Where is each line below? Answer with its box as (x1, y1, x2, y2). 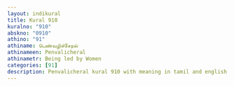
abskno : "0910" (7, 29, 52, 37)
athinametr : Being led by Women (7, 55, 102, 62)
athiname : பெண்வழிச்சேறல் (7, 42, 78, 49)
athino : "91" (7, 36, 46, 43)
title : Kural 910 (7, 17, 58, 24)
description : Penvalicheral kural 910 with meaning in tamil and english (7, 68, 228, 75)
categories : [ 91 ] (7, 62, 58, 69)
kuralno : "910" (7, 23, 52, 30)
